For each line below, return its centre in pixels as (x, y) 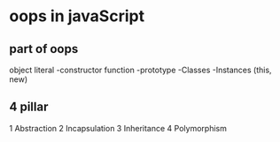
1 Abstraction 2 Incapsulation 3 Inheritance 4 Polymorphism (118, 128)
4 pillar (29, 107)
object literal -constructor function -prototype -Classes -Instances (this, (140, 70)
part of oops (44, 49)
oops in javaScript (77, 16)
